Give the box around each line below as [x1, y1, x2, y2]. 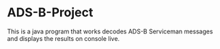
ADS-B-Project [7, 5, 94, 20]
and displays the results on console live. [7, 34, 120, 42]
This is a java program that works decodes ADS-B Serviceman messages [7, 27, 213, 35]
